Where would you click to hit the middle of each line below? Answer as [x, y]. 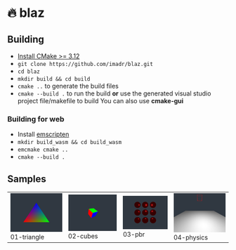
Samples [27, 179]
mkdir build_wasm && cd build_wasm [70, 143]
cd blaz [28, 72]
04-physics [191, 237]
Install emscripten [43, 134]
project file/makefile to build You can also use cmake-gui [100, 101]
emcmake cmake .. [43, 150]
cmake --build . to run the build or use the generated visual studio [114, 93]
